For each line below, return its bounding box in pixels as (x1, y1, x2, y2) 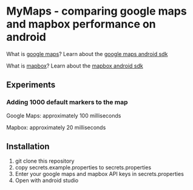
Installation (6, 141, 50, 152)
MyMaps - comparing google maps (6, 4, 187, 18)
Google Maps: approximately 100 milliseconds (6, 111, 121, 119)
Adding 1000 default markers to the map (6, 98, 129, 107)
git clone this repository (15, 157, 75, 165)
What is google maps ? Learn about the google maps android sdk (6, 50, 168, 57)
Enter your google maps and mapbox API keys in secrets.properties (15, 171, 184, 178)
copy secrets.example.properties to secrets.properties (15, 164, 152, 171)
